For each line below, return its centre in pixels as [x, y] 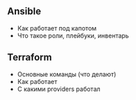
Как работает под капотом [57, 28]
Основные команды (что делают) [67, 74]
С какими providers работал [59, 89]
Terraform [29, 57]
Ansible [24, 11]
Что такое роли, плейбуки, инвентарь [73, 35]
